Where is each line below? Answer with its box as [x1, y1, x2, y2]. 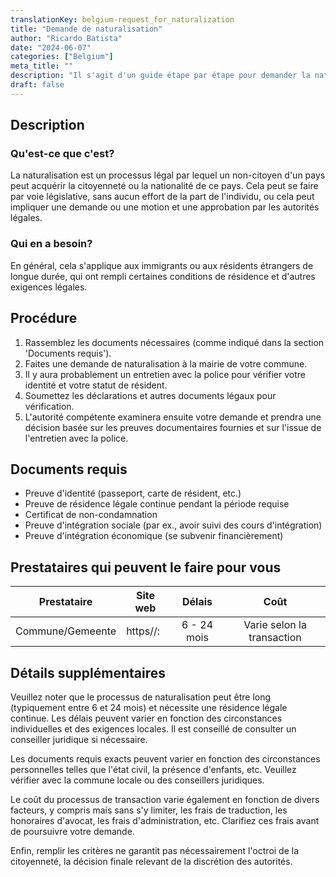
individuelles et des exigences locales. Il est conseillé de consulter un [10, 722, 297, 735]
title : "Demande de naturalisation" [10, 24, 163, 34]
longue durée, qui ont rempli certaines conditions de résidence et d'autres [10, 270, 316, 282]
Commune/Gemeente [15, 624, 117, 638]
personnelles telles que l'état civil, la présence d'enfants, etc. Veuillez [10, 763, 297, 775]
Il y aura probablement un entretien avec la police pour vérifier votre [24, 368, 306, 380]
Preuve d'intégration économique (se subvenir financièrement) [24, 530, 284, 542]
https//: [126, 624, 161, 638]
